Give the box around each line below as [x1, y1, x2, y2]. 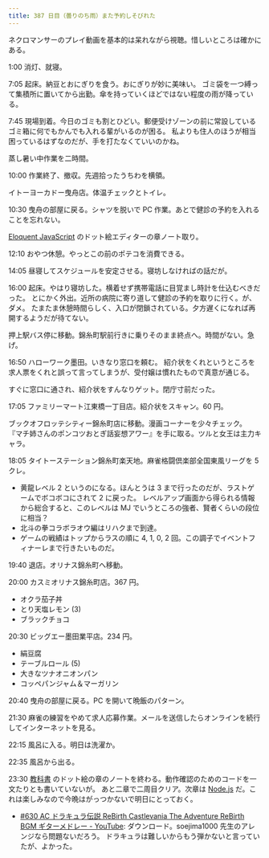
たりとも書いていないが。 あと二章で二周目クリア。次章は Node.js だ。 [14, 784, 250, 794]
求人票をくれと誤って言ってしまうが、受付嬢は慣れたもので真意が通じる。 [8, 367, 255, 377]
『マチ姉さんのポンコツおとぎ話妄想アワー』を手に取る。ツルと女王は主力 [8, 428, 255, 438]
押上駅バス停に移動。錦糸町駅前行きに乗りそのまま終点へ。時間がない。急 [8, 330, 255, 340]
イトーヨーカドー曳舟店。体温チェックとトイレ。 [8, 187, 170, 197]
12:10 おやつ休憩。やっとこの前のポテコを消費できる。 [8, 248, 189, 258]
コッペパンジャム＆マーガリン [19, 678, 119, 688]
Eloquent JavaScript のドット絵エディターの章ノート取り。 [8, 231, 203, 241]
